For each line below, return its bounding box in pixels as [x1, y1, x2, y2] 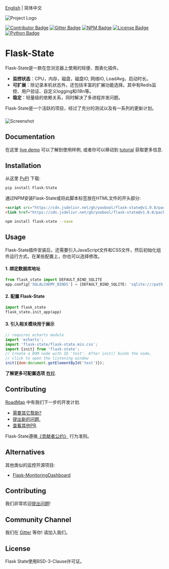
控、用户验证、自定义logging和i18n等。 [12, 88, 94, 94]
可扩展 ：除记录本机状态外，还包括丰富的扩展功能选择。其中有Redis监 [12, 82, 157, 88]
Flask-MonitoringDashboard [12, 472, 71, 478]
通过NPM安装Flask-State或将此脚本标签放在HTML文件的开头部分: [5, 195, 141, 201]
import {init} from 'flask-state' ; [5, 347, 80, 352]
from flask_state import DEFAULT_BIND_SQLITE [5, 277, 102, 282]
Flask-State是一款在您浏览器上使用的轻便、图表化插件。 [5, 65, 122, 71]
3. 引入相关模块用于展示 [5, 321, 55, 327]
